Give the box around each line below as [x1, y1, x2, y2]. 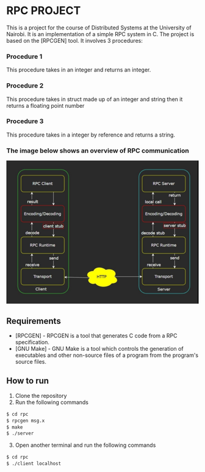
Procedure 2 [6, 81, 44, 90]
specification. [15, 339, 50, 346]
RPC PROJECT [6, 4, 81, 18]
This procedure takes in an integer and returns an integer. [6, 66, 151, 73]
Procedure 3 [6, 117, 44, 125]
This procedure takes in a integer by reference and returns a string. [6, 131, 176, 138]
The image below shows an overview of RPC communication [6, 146, 189, 155]
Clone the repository [15, 392, 67, 399]
